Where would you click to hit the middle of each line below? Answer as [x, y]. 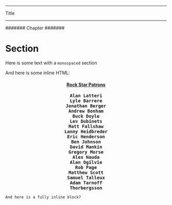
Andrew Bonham [86, 111]
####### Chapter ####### [35, 28]
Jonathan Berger [86, 106]
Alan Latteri [86, 96]
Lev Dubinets [86, 121]
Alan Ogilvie [86, 162]
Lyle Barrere [86, 101]
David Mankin [86, 147]
